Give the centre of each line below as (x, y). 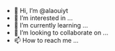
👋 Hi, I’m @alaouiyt (41, 11)
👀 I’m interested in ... (43, 18)
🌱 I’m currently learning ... (51, 25)
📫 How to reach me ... (46, 40)
